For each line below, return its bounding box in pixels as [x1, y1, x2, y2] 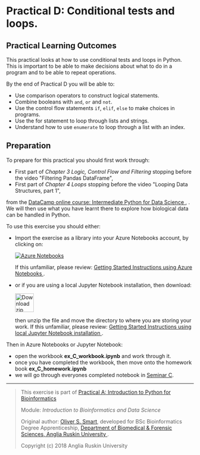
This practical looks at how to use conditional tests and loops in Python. [6, 57, 183, 63]
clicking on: [14, 240, 43, 247]
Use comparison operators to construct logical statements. [14, 92, 160, 99]
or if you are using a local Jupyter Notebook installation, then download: [14, 281, 192, 288]
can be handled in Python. [6, 211, 71, 218]
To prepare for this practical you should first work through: [6, 156, 150, 164]
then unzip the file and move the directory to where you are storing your [14, 316, 192, 324]
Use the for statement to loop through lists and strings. [14, 117, 149, 124]
